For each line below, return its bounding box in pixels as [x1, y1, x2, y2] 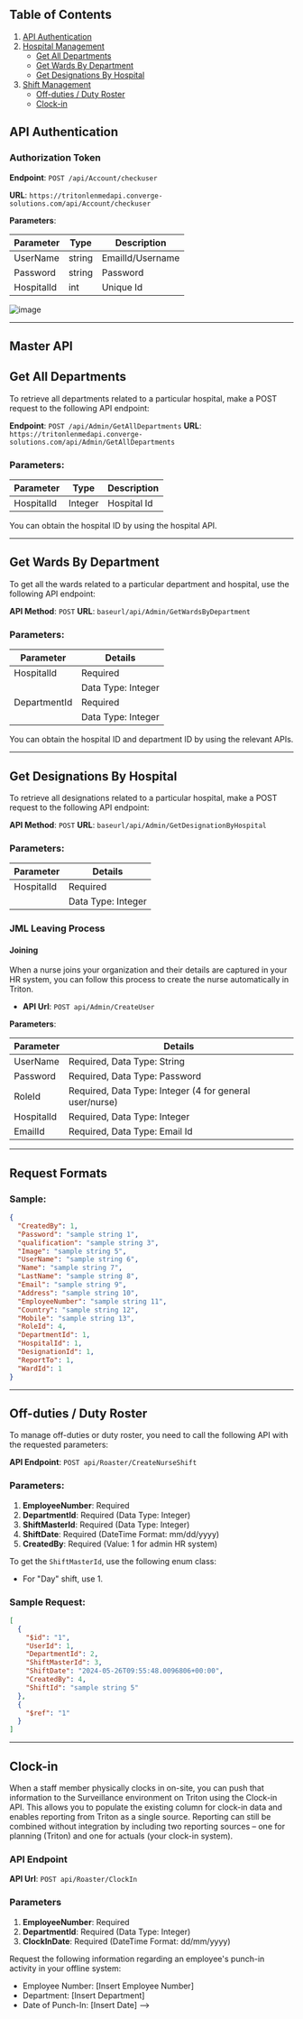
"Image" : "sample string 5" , [17, 1247, 127, 1256]
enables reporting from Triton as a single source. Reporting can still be [9, 1812, 271, 1821]
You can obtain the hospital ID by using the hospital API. [9, 521, 218, 530]
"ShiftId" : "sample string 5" [25, 1682, 140, 1692]
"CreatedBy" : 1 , [17, 1222, 78, 1231]
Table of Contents [9, 7, 113, 23]
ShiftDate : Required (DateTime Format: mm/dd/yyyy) [22, 1528, 220, 1539]
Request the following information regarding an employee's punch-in [9, 1953, 265, 1964]
